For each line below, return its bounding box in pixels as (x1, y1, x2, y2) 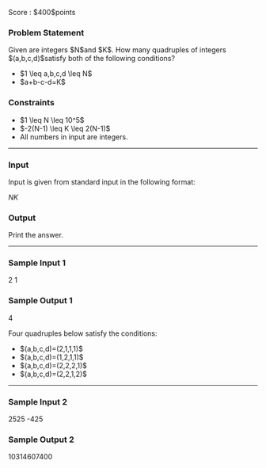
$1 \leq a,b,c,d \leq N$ (19, 69, 93, 78)
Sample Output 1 (8, 295, 73, 306)
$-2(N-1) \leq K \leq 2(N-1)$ (19, 124, 111, 133)
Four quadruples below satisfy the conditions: (8, 329, 158, 338)
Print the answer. (8, 230, 63, 240)
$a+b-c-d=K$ (19, 78, 66, 87)
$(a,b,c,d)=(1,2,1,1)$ (19, 352, 84, 362)
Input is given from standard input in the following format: (8, 177, 196, 186)
